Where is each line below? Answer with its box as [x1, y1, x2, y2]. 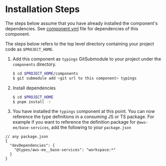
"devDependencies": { [10, 143, 55, 148]
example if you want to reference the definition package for [12, 119, 136, 125]
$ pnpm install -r [12, 99, 51, 104]
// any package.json [5, 134, 49, 139]
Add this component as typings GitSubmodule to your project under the [12, 56, 161, 62]
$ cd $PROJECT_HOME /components [12, 71, 78, 76]
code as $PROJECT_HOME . [5, 46, 54, 52]
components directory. [12, 61, 57, 67]
